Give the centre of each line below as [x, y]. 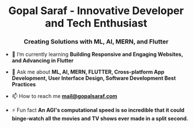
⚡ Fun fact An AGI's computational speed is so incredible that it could [98, 110]
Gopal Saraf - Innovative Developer [96, 11]
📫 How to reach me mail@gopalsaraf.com [65, 96]
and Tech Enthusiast [96, 23]
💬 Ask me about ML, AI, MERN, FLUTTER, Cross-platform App [88, 72]
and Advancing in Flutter [42, 60]
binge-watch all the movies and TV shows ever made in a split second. [100, 119]
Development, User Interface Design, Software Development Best [94, 78]
